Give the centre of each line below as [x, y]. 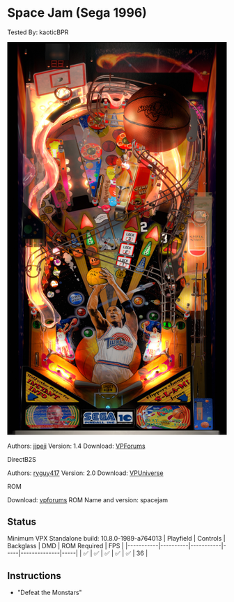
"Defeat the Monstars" [49, 593]
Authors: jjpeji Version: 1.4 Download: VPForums [76, 446]
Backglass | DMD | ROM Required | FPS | [65, 546]
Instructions [34, 576]
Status [22, 522]
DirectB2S [22, 459]
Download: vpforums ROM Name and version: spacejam [88, 499]
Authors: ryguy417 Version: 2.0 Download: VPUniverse [85, 473]
